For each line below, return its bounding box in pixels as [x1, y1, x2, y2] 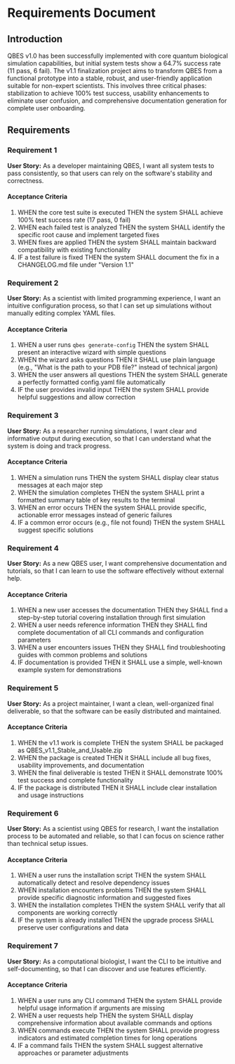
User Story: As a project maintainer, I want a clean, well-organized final [7, 699, 214, 708]
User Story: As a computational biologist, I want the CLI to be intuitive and [7, 957, 222, 965]
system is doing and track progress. [7, 441, 111, 450]
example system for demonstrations [17, 666, 122, 674]
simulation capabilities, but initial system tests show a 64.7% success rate [7, 59, 221, 68]
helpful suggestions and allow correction [17, 393, 135, 402]
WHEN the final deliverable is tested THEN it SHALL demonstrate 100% [17, 768, 223, 777]
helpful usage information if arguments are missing [17, 1003, 165, 1012]
